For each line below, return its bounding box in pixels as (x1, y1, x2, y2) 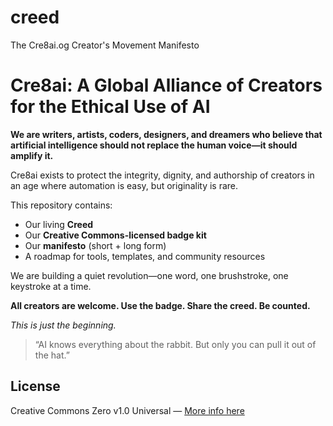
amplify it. (10, 149, 54, 161)
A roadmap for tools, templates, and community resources (24, 250, 266, 262)
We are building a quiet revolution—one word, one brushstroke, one (10, 269, 289, 281)
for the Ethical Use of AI (10, 96, 211, 118)
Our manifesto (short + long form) (24, 239, 167, 251)
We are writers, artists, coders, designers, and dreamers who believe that (10, 128, 323, 140)
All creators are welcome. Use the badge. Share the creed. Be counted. (10, 299, 311, 311)
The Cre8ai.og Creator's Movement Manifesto (10, 39, 200, 51)
